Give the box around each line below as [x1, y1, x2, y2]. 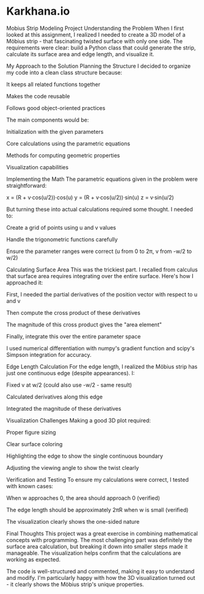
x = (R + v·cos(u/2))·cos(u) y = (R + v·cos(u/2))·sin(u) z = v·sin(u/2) [6, 194, 174, 201]
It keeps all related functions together [6, 81, 101, 88]
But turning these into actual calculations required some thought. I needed [6, 205, 194, 213]
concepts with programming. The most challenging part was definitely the [6, 536, 192, 543]
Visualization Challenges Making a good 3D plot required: [6, 417, 151, 424]
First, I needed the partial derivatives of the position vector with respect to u [6, 290, 197, 298]
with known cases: [6, 482, 54, 490]
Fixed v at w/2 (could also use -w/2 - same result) [6, 381, 133, 389]
